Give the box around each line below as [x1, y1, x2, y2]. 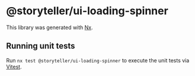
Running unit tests [6, 41, 75, 51]
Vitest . [6, 63, 22, 70]
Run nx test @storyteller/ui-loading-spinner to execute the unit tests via [6, 56, 190, 64]
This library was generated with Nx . [6, 24, 93, 31]
